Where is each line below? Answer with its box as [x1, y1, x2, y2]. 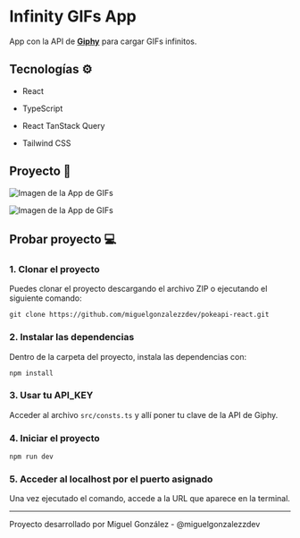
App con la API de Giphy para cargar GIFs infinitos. [9, 36, 197, 47]
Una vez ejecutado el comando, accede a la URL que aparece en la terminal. [9, 493, 290, 504]
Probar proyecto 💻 [9, 231, 117, 247]
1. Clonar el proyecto [9, 262, 100, 275]
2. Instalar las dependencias [9, 331, 135, 344]
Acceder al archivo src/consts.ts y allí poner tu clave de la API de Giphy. [9, 409, 279, 420]
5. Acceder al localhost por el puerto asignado [9, 473, 213, 485]
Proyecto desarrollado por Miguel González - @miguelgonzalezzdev [9, 519, 261, 530]
